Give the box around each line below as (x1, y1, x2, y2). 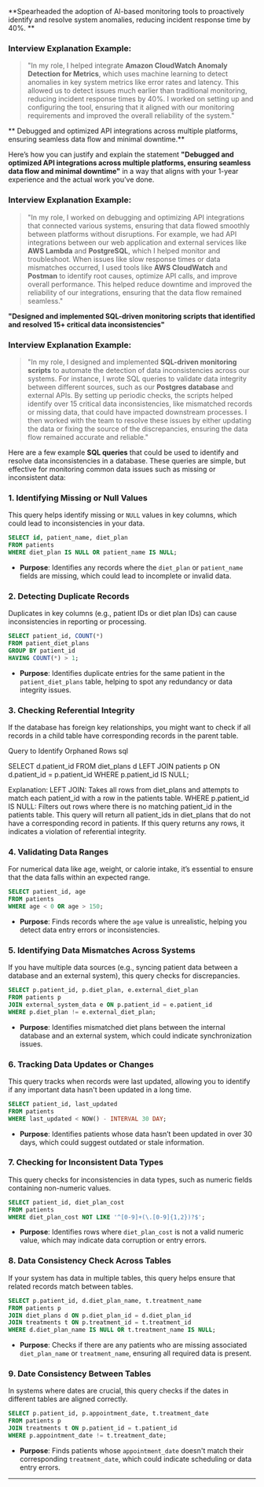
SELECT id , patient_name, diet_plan (8, 534, 128, 542)
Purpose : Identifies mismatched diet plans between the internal (19, 1022, 225, 1031)
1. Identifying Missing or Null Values (8, 492, 148, 503)
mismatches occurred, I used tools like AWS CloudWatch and (27, 263, 228, 272)
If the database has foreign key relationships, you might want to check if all (8, 722, 251, 732)
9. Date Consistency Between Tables (8, 1368, 152, 1379)
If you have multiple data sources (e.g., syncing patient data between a (8, 963, 238, 972)
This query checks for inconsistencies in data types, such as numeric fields (8, 1175, 253, 1184)
